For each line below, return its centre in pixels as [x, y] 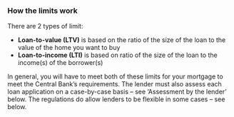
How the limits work [42, 11]
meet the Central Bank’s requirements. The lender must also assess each [115, 84]
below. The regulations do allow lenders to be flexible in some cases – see [116, 99]
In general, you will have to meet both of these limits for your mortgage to [115, 76]
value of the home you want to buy [69, 48]
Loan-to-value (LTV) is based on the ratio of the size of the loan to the [122, 40]
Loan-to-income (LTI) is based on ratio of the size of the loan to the [117, 55]
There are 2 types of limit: [45, 26]
